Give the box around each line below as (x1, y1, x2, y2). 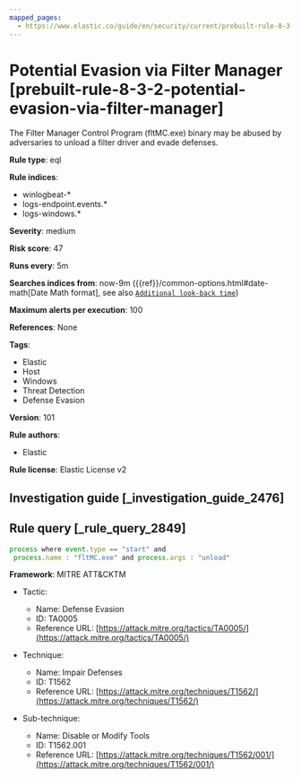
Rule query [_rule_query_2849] (9, 521, 186, 536)
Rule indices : (9, 172, 58, 183)
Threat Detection (21, 385, 85, 396)
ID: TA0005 (35, 613, 78, 624)
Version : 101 (9, 412, 56, 423)
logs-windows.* (21, 208, 82, 220)
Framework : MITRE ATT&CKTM (9, 569, 127, 580)
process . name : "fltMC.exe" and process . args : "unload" (13, 553, 230, 562)
